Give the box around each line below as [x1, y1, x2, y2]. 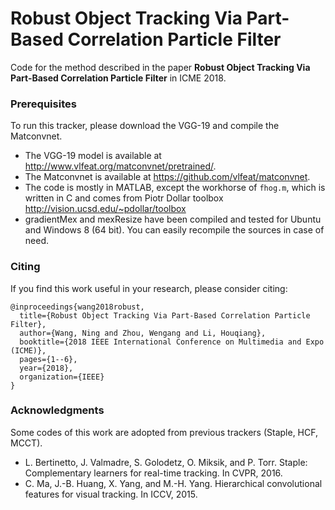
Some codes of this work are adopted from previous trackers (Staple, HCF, [10, 426, 318, 438]
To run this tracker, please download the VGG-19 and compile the [10, 120, 280, 132]
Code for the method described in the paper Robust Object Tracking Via [10, 61, 311, 73]
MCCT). [10, 437, 43, 449]
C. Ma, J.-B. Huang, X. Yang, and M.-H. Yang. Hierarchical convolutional [24, 477, 323, 489]
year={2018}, [19, 363, 74, 373]
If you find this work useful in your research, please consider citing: [10, 282, 288, 294]
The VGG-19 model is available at [24, 150, 162, 162]
